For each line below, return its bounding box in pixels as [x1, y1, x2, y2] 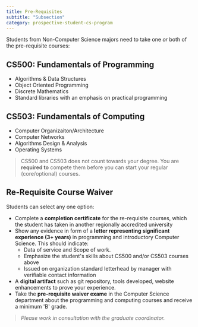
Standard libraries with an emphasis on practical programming [14, 94, 168, 101]
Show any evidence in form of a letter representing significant [14, 227, 170, 234]
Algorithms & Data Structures [14, 75, 86, 82]
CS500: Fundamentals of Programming [6, 59, 155, 69]
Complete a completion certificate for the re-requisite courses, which [14, 214, 187, 221]
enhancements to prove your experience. [14, 284, 116, 291]
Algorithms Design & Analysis [14, 140, 87, 147]
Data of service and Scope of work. [23, 246, 111, 253]
